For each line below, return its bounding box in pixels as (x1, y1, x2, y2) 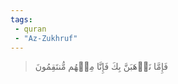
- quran (14, 24, 47, 34)
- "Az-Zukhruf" (14, 33, 78, 43)
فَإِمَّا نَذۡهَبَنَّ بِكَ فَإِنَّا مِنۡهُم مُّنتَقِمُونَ (34, 61, 168, 73)
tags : (10, 14, 33, 25)
